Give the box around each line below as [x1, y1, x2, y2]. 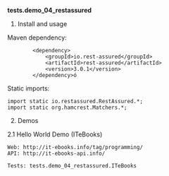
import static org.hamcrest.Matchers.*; [7, 104, 128, 111]
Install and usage [17, 20, 68, 28]
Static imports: [7, 84, 50, 93]
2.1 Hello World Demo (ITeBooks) [7, 130, 103, 139]
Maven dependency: [7, 33, 67, 42]
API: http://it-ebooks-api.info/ [7, 150, 106, 157]
